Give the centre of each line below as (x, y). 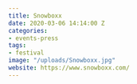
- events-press (33, 38)
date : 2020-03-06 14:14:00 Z (57, 23)
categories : (28, 30)
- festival (26, 53)
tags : (17, 46)
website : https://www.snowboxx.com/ (69, 68)
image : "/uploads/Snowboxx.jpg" (62, 61)
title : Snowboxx (35, 16)
